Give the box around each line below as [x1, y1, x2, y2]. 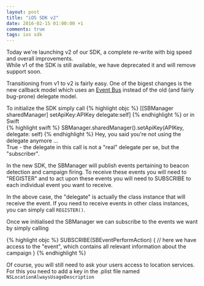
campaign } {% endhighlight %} [6, 249, 86, 257]
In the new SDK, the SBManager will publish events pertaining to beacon [6, 162, 189, 169]
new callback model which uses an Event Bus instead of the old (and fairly [6, 86, 194, 94]
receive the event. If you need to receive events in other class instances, [6, 200, 189, 207]
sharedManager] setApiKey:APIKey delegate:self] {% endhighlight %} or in [6, 111, 195, 119]
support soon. [6, 68, 42, 75]
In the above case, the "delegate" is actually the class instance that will [6, 193, 186, 200]
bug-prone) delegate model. [6, 93, 78, 100]
